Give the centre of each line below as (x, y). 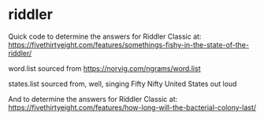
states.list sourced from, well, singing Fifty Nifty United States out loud (123, 84)
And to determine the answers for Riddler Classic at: (93, 99)
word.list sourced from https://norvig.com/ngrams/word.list (104, 68)
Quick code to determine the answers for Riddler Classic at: (105, 36)
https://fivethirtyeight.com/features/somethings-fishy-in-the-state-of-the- (129, 44)
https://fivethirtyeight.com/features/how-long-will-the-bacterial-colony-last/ (132, 107)
